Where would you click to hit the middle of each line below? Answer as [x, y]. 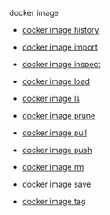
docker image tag [54, 201]
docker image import [60, 47]
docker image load [56, 81]
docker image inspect [61, 64]
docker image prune [59, 115]
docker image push [57, 150]
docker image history [60, 30]
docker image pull [55, 133]
